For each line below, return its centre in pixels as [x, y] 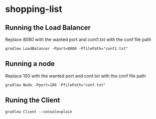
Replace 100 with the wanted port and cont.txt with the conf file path [76, 76]
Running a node [30, 64]
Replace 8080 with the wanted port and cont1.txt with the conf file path [78, 39]
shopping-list [34, 9]
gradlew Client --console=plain [39, 112]
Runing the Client [33, 100]
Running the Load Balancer [48, 28]
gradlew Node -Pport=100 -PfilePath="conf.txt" [56, 85]
